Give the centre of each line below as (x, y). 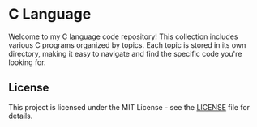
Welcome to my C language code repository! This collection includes (123, 36)
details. (21, 116)
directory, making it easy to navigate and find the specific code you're (125, 53)
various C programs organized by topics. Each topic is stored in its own (127, 44)
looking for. (27, 62)
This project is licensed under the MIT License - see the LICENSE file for (129, 107)
